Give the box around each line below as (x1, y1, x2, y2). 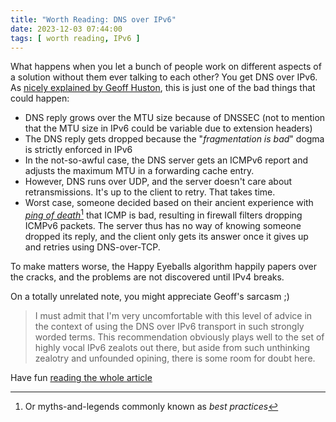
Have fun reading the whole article (10, 372, 153, 384)
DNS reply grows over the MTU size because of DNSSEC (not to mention (24, 112, 326, 124)
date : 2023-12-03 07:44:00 (10, 24, 123, 34)
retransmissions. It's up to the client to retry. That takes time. (24, 186, 276, 198)
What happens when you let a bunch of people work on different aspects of (10, 61, 322, 73)
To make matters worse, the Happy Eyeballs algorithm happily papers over (10, 261, 317, 273)
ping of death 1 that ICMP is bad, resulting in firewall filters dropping (24, 207, 303, 221)
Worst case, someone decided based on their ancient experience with (24, 197, 314, 209)
